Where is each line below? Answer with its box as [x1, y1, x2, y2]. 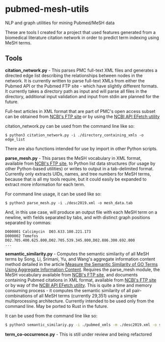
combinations [5, 293, 33, 299]
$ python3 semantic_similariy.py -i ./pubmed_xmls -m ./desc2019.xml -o [5, 322, 157, 327]
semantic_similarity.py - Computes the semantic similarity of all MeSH [5, 251, 149, 257]
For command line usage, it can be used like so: [5, 191, 102, 197]
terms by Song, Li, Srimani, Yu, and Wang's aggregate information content [5, 256, 156, 262]
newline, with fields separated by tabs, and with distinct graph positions [5, 214, 151, 220]
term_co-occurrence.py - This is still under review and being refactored [5, 331, 152, 337]
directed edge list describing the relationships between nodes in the [5, 73, 143, 78]
